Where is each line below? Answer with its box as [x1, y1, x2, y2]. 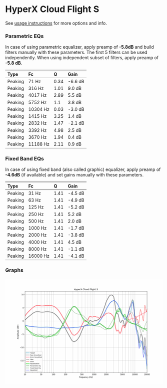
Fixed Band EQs [5, 155, 44, 162]
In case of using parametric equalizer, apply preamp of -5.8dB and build [5, 44, 154, 50]
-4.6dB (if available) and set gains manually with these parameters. [5, 172, 144, 178]
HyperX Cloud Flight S [5, 4, 99, 15]
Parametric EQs [5, 33, 44, 40]
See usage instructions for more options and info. [5, 20, 107, 26]
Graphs [5, 267, 23, 274]
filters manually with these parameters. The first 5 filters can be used [5, 49, 147, 56]
